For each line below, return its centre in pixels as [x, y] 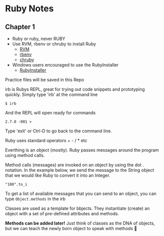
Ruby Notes [30, 9]
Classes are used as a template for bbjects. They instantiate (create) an [78, 208]
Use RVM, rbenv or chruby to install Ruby [54, 44]
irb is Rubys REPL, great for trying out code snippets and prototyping [75, 89]
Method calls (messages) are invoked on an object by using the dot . [75, 165]
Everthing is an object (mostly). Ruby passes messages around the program [82, 150]
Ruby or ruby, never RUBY [39, 39]
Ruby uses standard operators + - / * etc [46, 140]
